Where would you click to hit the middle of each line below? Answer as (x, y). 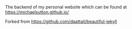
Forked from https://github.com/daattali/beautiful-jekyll (61, 22)
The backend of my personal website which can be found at (66, 7)
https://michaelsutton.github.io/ (37, 12)
